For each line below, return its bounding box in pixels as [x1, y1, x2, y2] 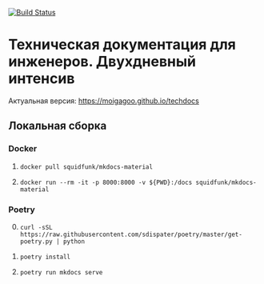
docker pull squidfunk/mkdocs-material [19, 162, 154, 171]
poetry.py [19, 237, 54, 246]
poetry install [19, 253, 71, 261]
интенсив [8, 70, 75, 88]
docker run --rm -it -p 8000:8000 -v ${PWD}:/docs [19, 178, 193, 186]
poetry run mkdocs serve [19, 268, 103, 276]
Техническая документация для [8, 36, 236, 54]
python [62, 237, 86, 246]
